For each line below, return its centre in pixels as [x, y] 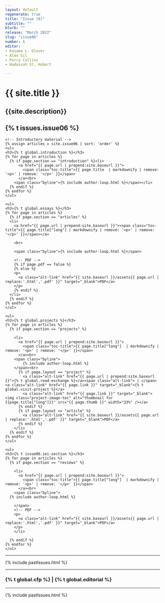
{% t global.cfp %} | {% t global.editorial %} [58, 580]
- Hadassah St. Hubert [28, 64]
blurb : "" [15, 28]
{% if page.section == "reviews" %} [47, 462]
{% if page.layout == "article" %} [55, 411]
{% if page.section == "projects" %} [48, 329]
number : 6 [15, 42]
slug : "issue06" [22, 37]
